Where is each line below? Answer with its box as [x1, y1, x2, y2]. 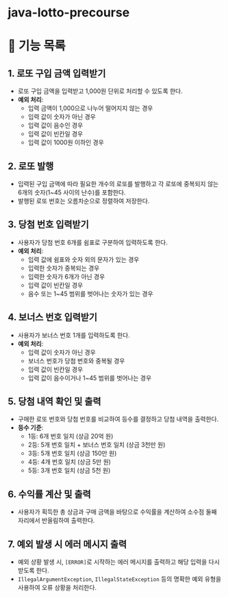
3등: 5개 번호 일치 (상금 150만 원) [27, 450, 117, 458]
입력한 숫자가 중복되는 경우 [27, 263, 100, 272]
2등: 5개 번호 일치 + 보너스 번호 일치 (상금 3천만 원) [27, 441, 166, 449]
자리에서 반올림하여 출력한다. [17, 517, 95, 525]
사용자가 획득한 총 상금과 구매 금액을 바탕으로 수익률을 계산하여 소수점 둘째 [17, 508, 218, 516]
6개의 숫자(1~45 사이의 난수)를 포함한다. [17, 188, 126, 196]
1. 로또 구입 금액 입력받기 [8, 67, 106, 79]
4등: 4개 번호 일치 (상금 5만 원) [27, 458, 112, 466]
